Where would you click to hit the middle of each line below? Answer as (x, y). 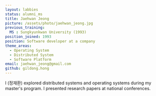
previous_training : (25, 28)
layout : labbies (22, 10)
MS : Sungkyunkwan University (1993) (48, 32)
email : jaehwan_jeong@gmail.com (38, 64)
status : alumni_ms (24, 14)
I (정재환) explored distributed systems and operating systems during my (78, 83)
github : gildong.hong (27, 69)
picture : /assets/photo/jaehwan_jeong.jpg (49, 23)
